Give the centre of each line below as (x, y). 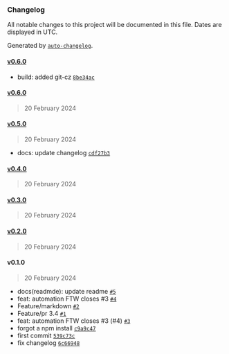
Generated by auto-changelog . (50, 46)
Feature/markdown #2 (48, 306)
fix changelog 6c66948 (48, 343)
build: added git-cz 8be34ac (56, 77)
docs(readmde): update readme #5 (66, 291)
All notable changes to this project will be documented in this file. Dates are (115, 25)
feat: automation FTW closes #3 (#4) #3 (74, 321)
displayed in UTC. (33, 32)
